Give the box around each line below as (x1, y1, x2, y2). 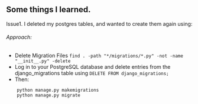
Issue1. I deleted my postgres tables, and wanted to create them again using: (6, 20, 193, 27)
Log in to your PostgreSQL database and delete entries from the (14, 63, 171, 71)
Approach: (6, 33, 33, 41)
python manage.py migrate (17, 92, 81, 99)
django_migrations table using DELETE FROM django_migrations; (14, 70, 170, 77)
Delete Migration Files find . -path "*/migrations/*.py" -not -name (14, 52, 183, 59)
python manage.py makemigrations (17, 88, 99, 93)
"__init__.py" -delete (14, 58, 71, 64)
